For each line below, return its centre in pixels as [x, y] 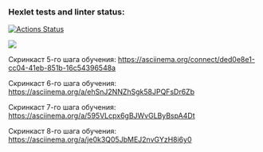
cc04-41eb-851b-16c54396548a [62, 68]
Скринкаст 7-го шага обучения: [62, 107]
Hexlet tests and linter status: [67, 12]
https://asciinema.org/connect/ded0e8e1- [186, 60]
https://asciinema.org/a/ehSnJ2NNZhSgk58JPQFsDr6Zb [102, 92]
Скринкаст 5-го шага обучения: [63, 60]
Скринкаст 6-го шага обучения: [63, 84]
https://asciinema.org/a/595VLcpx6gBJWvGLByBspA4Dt [102, 116]
